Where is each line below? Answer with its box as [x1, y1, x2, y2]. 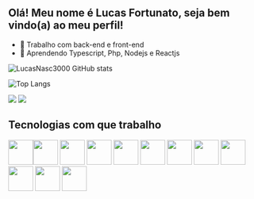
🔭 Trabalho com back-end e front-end [19, 40, 144, 49]
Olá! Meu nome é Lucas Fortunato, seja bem [8, 6, 230, 20]
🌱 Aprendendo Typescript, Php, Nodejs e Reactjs [19, 48, 180, 58]
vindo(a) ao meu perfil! [8, 19, 124, 33]
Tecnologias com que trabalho [8, 118, 162, 132]
